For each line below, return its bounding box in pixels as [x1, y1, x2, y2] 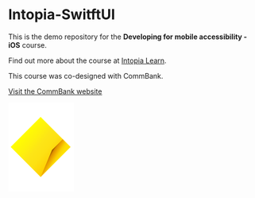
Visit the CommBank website [8, 86, 102, 96]
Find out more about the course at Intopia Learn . [8, 56, 167, 65]
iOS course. [8, 40, 48, 49]
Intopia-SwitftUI [8, 6, 115, 24]
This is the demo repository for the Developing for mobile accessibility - [8, 32, 248, 41]
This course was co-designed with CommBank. [8, 71, 164, 80]
